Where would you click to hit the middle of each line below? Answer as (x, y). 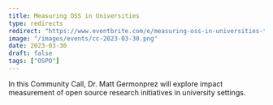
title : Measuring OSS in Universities (74, 16)
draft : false (30, 53)
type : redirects (36, 23)
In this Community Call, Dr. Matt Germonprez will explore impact (116, 84)
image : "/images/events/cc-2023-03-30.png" (83, 38)
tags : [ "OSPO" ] (34, 61)
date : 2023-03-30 (38, 46)
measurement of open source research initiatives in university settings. (127, 92)
